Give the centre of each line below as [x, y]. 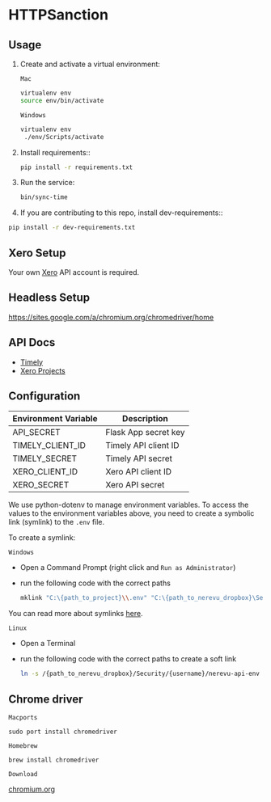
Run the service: [47, 183]
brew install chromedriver [54, 760]
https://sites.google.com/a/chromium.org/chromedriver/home [111, 317]
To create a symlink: [42, 538]
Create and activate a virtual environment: [90, 64]
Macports [23, 717]
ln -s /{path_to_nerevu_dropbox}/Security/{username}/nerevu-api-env [140, 674]
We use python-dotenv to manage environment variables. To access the [129, 505]
